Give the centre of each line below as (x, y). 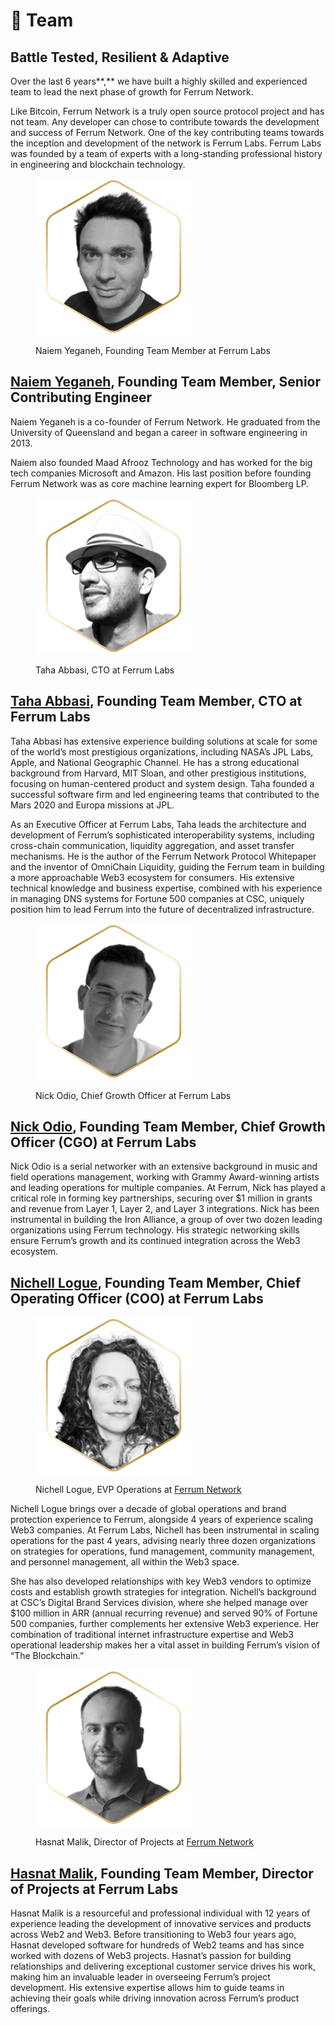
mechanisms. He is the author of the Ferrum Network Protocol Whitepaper (163, 856)
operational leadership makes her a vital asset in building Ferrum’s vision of (165, 1645)
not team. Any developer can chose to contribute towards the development (165, 122)
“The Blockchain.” (47, 1656)
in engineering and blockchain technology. (98, 164)
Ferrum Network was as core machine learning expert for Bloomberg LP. (160, 483)
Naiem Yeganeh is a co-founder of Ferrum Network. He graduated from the (165, 421)
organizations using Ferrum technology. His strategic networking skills (155, 1230)
